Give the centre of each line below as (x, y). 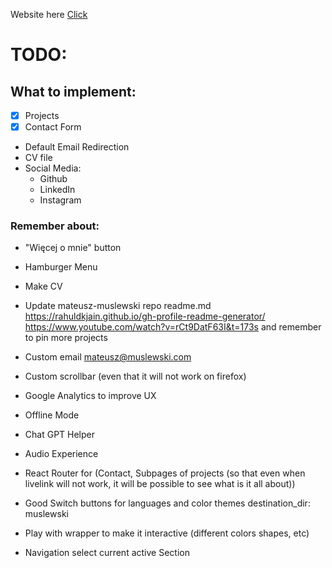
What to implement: (73, 91)
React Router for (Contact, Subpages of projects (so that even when (165, 473)
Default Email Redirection (77, 147)
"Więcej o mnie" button (73, 248)
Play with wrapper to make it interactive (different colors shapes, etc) (167, 533)
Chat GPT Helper (60, 435)
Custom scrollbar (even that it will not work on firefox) (135, 376)
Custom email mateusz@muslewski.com (108, 357)
